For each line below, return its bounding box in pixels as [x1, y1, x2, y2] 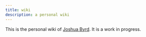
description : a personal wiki [5, 12, 70, 17]
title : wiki [5, 7, 31, 13]
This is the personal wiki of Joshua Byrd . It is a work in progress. [5, 26, 141, 32]
